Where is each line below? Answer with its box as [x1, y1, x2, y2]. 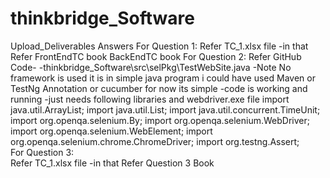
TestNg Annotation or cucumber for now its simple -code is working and [10, 82, 308, 94]
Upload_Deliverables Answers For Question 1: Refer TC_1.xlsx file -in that [10, 40, 309, 52]
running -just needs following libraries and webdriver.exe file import [10, 93, 290, 105]
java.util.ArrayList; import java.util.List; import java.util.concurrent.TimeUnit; [10, 103, 321, 116]
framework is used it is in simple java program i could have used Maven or [10, 72, 316, 84]
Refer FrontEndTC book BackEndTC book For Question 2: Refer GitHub [10, 50, 302, 62]
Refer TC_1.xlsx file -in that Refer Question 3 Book [10, 157, 215, 169]
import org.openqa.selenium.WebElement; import [10, 125, 213, 137]
